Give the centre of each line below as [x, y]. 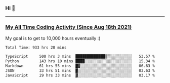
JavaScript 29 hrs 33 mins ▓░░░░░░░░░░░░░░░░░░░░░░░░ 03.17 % [80, 75]
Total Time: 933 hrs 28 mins [36, 48]
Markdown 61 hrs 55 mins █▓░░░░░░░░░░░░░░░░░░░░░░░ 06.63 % [80, 66]
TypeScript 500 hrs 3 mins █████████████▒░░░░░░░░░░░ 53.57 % [80, 57]
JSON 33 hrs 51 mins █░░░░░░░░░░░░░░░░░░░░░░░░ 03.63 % [80, 71]
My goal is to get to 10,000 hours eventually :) [53, 38]
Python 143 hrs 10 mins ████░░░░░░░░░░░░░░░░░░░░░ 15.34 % [80, 61]
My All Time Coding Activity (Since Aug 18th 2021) [69, 27]
